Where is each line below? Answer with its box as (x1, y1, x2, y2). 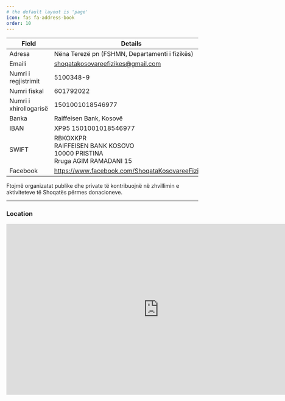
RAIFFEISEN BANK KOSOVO (54, 142, 135, 150)
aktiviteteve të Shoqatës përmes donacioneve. (6, 189, 123, 196)
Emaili (9, 60, 27, 68)
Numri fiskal (9, 87, 44, 95)
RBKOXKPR (54, 134, 87, 143)
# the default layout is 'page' (6, 9, 88, 15)
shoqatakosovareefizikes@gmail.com (54, 60, 161, 68)
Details (121, 39, 142, 48)
